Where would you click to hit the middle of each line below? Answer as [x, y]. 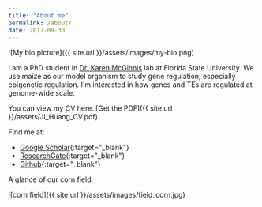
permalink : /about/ [40, 23]
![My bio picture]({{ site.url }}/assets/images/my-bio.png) [101, 53]
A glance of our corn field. [51, 179]
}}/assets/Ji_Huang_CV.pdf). [54, 117]
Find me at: [26, 132]
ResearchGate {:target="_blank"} [72, 156]
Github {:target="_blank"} [60, 164]
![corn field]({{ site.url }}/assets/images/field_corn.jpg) [97, 195]
